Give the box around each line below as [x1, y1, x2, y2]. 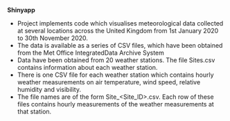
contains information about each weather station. [17, 64, 158, 71]
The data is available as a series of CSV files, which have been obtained [17, 41, 223, 49]
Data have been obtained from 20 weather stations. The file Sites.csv [17, 56, 215, 64]
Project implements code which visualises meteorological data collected [17, 19, 224, 27]
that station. [17, 107, 52, 115]
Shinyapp [7, 6, 36, 14]
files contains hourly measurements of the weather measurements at [17, 100, 215, 108]
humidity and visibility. [17, 86, 82, 93]
